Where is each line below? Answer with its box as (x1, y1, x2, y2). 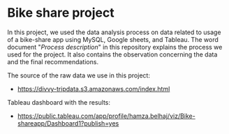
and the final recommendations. (7, 57, 99, 66)
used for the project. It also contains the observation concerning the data (7, 50, 218, 59)
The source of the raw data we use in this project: (7, 71, 150, 80)
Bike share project (7, 5, 114, 21)
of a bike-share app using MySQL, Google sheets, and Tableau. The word (7, 35, 219, 43)
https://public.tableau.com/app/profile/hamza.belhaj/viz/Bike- (17, 112, 195, 120)
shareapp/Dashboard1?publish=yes (17, 119, 119, 127)
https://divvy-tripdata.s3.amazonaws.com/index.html (17, 84, 170, 93)
